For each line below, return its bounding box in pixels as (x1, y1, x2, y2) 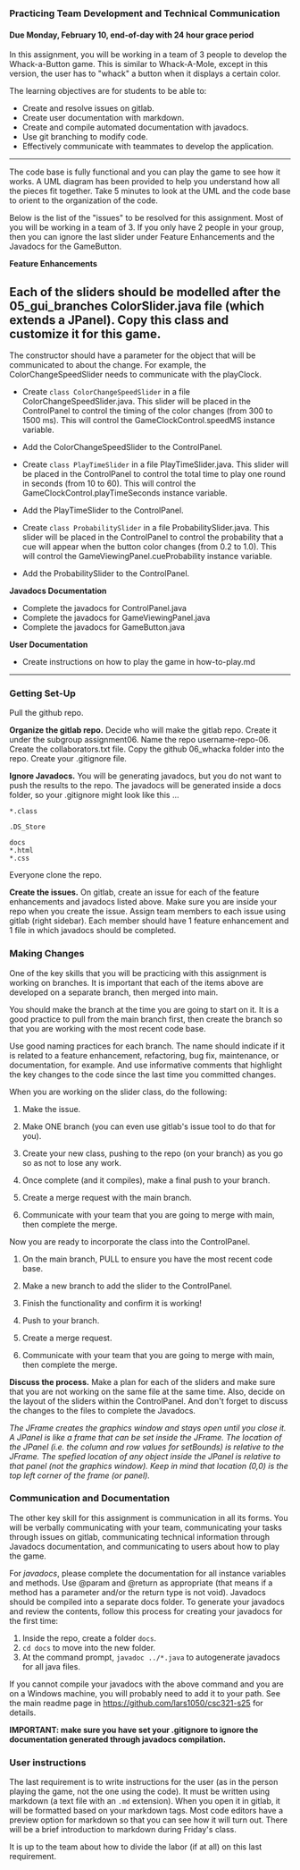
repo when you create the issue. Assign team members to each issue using (9, 906, 286, 917)
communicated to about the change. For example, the (9, 359, 207, 370)
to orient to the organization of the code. (9, 195, 158, 206)
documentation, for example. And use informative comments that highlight (9, 1059, 283, 1070)
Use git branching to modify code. (21, 132, 149, 142)
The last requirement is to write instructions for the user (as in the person (9, 1777, 279, 1788)
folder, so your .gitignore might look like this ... (9, 790, 179, 801)
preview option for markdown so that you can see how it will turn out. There (9, 1815, 288, 1825)
